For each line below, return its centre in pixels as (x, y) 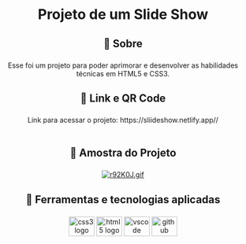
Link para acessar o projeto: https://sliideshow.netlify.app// (123, 120)
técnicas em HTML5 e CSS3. (123, 73)
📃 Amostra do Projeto (123, 153)
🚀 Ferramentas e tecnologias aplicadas (123, 200)
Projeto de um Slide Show (123, 15)
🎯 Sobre (123, 44)
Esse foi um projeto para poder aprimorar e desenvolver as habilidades (123, 65)
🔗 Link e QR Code (123, 98)
